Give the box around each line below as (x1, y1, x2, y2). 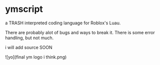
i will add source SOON (5, 44, 53, 50)
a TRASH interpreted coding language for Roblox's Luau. (5, 20, 121, 26)
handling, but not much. (5, 35, 53, 41)
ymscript (5, 3, 43, 15)
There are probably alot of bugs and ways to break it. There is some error (5, 29, 155, 35)
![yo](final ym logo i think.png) (5, 54, 67, 60)
